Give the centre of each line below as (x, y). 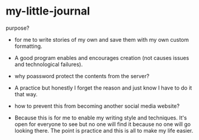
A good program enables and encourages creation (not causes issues (102, 58)
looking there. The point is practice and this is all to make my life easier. (104, 130)
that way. (26, 94)
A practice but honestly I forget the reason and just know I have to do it (103, 88)
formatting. (29, 46)
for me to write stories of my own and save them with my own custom (102, 39)
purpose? (18, 28)
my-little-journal (48, 11)
